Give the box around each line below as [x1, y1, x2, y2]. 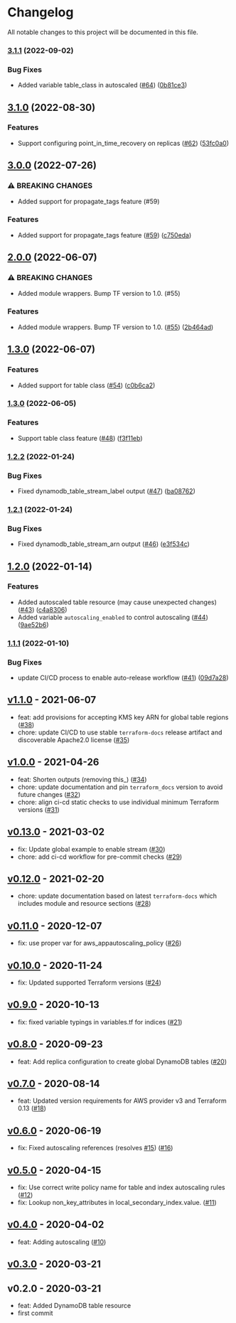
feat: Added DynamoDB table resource [17, 1302, 132, 1310]
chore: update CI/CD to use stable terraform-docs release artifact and [17, 728, 222, 737]
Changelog [7, 4, 74, 21]
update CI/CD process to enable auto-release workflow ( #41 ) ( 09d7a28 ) [17, 673, 229, 682]
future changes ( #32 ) [17, 790, 81, 798]
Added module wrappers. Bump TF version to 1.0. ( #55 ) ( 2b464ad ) [17, 323, 214, 331]
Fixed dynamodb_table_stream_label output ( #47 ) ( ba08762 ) [17, 486, 195, 495]
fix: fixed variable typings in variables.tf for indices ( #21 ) [17, 1017, 183, 1026]
